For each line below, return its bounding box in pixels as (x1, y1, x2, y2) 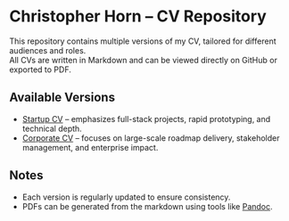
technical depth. (21, 123, 82, 134)
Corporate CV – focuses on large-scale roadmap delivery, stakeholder (21, 132, 280, 143)
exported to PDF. (9, 64, 71, 75)
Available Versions (9, 90, 116, 105)
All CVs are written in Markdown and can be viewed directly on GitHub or (9, 54, 278, 65)
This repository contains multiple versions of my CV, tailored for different (9, 36, 277, 46)
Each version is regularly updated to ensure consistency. (21, 192, 231, 202)
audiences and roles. (9, 45, 87, 55)
